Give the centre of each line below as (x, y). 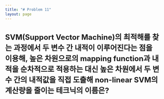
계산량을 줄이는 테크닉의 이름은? (57, 91)
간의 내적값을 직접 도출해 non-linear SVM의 (86, 80)
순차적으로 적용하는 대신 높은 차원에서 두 (85, 69)
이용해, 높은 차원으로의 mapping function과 (78, 59)
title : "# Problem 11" (28, 10)
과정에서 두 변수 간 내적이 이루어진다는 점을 (83, 48)
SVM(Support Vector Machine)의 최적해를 (78, 37)
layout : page (18, 14)
